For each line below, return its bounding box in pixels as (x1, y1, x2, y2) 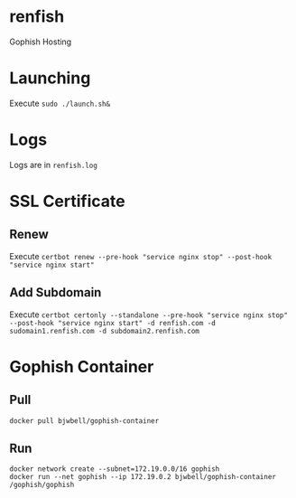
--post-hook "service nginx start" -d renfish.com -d (9, 318, 217, 327)
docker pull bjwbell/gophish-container (9, 416, 160, 426)
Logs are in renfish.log (9, 159, 97, 170)
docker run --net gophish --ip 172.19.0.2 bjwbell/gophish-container (9, 473, 277, 482)
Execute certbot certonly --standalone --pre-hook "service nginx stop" (9, 309, 289, 320)
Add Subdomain (9, 285, 102, 300)
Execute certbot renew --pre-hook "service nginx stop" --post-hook (9, 250, 273, 261)
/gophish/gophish (9, 481, 75, 490)
